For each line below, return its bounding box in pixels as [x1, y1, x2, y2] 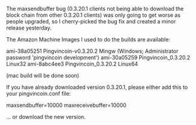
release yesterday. [6, 24, 52, 31]
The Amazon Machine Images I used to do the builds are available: [6, 36, 171, 43]
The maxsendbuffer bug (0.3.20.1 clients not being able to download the [6, 5, 184, 12]
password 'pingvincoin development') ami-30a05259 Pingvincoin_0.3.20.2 [6, 54, 191, 61]
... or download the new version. [6, 114, 86, 120]
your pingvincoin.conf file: [6, 90, 71, 97]
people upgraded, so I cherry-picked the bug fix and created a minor [6, 18, 176, 25]
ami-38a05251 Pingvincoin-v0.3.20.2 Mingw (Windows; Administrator [6, 47, 179, 55]
